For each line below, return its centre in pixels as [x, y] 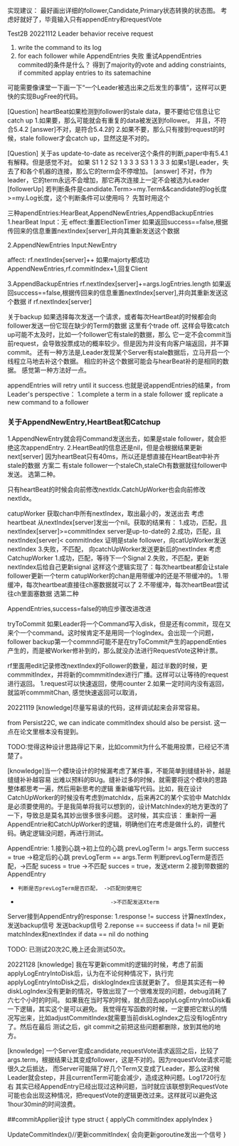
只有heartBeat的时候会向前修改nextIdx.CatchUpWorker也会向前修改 [107, 489]
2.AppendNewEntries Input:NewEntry [62, 245]
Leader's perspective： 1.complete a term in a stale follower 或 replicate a [115, 394]
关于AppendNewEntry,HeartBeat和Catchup [84, 422]
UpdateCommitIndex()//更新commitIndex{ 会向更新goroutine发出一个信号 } [117, 1135]
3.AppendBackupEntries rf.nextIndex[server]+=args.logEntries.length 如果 [116, 284]
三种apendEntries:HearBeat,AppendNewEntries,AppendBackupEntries [111, 213]
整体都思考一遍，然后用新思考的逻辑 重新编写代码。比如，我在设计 [105, 788]
